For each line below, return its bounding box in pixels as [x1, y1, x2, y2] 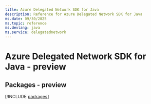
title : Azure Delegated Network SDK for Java [5, 7, 99, 12]
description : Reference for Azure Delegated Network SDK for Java [5, 12, 143, 17]
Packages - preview [5, 81, 67, 89]
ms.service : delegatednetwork [5, 30, 67, 35]
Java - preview [5, 62, 67, 72]
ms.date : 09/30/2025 [5, 16, 47, 21]
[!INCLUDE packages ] [5, 94, 49, 99]
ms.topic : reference [5, 21, 47, 26]
